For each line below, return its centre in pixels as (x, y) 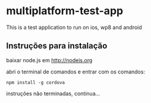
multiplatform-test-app (65, 11)
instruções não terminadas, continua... (53, 94)
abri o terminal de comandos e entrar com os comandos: (76, 72)
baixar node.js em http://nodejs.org (49, 60)
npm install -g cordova (36, 82)
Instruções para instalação (57, 46)
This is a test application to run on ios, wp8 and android (74, 27)
